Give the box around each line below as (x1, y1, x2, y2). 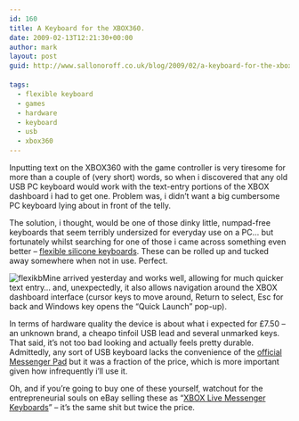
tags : (9, 80, 29, 89)
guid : (9, 62, 29, 70)
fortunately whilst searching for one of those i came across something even (9, 236, 287, 247)
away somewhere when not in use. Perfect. (9, 255, 168, 266)
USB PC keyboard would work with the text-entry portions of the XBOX (9, 181, 270, 192)
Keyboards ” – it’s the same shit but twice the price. (9, 402, 196, 412)
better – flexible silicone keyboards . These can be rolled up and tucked (9, 246, 270, 256)
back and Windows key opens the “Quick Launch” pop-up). (9, 301, 227, 311)
